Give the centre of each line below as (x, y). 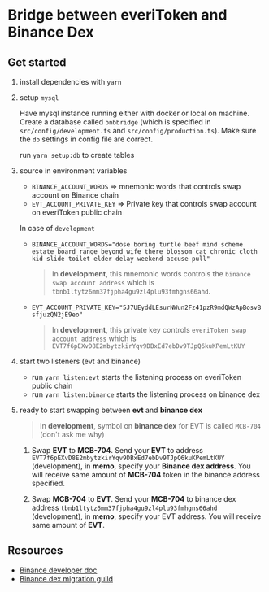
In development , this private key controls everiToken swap (149, 330)
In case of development (57, 228)
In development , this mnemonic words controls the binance (151, 274)
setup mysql (39, 98)
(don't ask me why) (72, 434)
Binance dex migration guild (66, 578)
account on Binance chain (75, 195)
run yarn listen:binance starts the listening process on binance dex (146, 394)
